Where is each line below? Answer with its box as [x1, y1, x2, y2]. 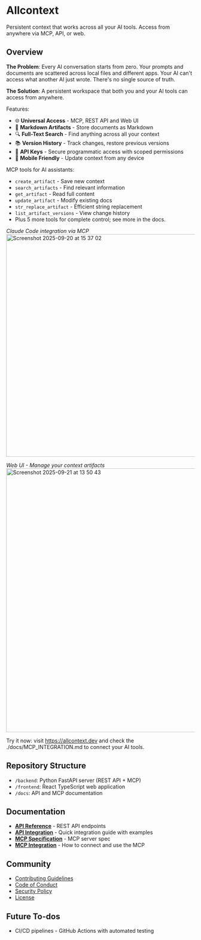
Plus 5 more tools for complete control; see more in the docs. [14, 216, 166, 223]
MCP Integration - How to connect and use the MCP [14, 842, 145, 849]
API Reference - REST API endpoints [14, 823, 106, 830]
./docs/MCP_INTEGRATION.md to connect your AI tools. [6, 743, 145, 750]
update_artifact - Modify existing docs [14, 196, 112, 204]
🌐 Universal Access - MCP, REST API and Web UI [14, 117, 139, 124]
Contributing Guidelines [14, 875, 74, 882]
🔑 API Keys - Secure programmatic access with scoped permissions [14, 148, 184, 155]
